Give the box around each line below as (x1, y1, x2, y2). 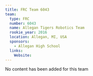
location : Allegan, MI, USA (9, 35, 67, 40)
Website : (14, 52, 32, 58)
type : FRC (9, 16, 30, 21)
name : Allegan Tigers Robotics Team (9, 25, 85, 30)
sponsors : (9, 39, 30, 44)
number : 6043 (9, 21, 36, 26)
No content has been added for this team (5, 66, 89, 72)
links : (9, 48, 23, 53)
